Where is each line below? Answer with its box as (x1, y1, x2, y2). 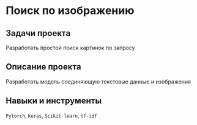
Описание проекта (6, 62, 81, 72)
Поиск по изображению (6, 4, 135, 18)
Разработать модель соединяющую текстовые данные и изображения (6, 77, 191, 85)
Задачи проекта (6, 28, 71, 38)
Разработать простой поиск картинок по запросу (6, 44, 135, 51)
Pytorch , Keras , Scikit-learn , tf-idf (6, 112, 97, 119)
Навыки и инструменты (6, 96, 102, 106)
